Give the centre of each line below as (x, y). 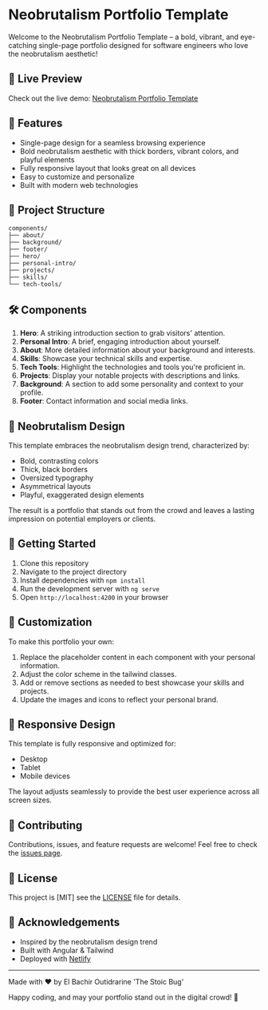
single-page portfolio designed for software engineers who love (144, 45)
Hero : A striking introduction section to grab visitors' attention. (122, 333)
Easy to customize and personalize (77, 177)
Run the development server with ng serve (89, 588)
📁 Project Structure (57, 210)
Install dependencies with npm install (83, 580)
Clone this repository (54, 563)
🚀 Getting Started (52, 544)
